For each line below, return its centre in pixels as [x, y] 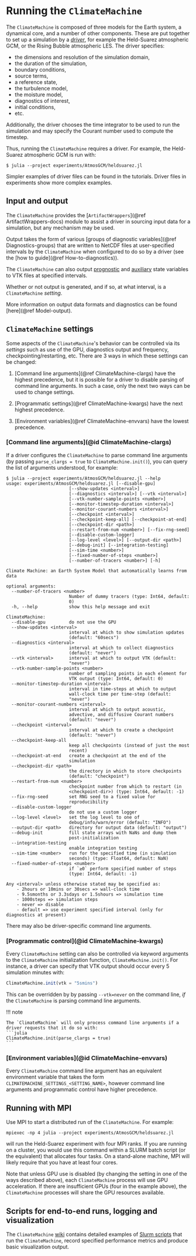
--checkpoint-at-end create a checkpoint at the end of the [89, 755]
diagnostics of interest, [42, 100]
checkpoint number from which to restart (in [125, 786]
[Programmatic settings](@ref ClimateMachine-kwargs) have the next [99, 403]
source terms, [31, 76]
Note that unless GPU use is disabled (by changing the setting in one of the [97, 1174]
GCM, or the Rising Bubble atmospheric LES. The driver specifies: [85, 46]
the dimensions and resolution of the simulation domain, [82, 57]
